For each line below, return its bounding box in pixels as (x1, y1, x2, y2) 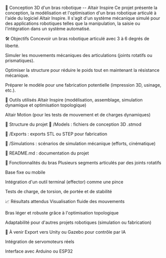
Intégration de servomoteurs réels (5, 239, 74, 245)
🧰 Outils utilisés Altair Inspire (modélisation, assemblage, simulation (5, 97, 143, 103)
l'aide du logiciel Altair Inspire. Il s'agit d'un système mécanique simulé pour (5, 15, 161, 21)
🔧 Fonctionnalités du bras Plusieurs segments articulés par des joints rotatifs (5, 160, 162, 165)
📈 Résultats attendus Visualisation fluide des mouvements (5, 199, 125, 204)
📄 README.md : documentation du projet (5, 150, 89, 156)
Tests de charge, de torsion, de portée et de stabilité (5, 189, 112, 194)
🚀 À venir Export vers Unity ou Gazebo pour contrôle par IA (5, 229, 126, 235)
